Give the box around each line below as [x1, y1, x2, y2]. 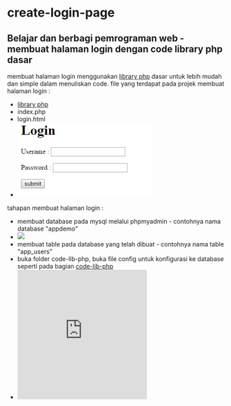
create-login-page [7, 5, 115, 21]
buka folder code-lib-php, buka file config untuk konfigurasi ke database [17, 255, 224, 263]
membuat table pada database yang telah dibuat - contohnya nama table [17, 240, 224, 248]
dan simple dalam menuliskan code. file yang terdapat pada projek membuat [7, 79, 225, 88]
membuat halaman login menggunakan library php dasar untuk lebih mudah [7, 72, 222, 80]
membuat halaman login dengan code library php [7, 43, 223, 55]
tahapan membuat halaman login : [7, 204, 104, 212]
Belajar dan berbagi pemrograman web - [7, 32, 185, 44]
